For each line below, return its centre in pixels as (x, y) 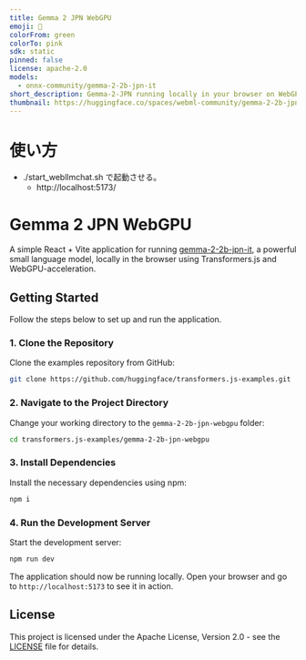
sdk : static (32, 52)
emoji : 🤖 (26, 26)
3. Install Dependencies (63, 462)
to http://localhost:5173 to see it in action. (92, 586)
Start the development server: (66, 542)
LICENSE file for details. (54, 646)
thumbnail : (30, 102)
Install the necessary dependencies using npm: (98, 482)
